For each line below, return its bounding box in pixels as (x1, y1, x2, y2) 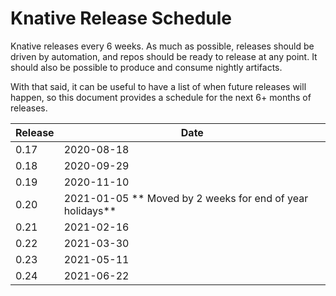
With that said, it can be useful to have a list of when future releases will (10, 80, 307, 92)
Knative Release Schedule (10, 7, 233, 30)
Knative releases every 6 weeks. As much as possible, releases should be (10, 40, 315, 52)
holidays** (63, 203, 117, 217)
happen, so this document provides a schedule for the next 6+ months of (10, 91, 312, 103)
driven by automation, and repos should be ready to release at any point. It (10, 50, 318, 62)
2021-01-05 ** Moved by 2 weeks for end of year (63, 191, 309, 205)
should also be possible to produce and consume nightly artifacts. (10, 61, 283, 73)
